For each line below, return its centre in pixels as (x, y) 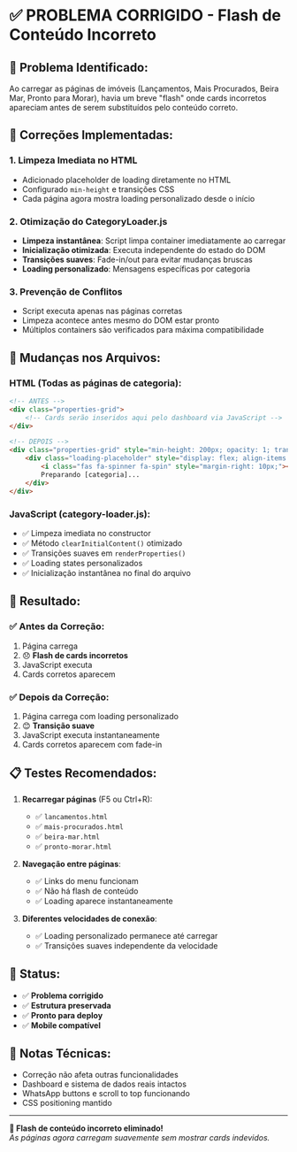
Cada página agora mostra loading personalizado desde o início (138, 198)
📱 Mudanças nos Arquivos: (85, 358)
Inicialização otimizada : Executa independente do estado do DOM (144, 250)
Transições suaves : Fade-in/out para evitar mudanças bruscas (137, 259)
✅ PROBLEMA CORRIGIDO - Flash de (145, 15)
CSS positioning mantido (67, 1103)
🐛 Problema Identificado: (79, 67)
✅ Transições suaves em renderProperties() (104, 553)
